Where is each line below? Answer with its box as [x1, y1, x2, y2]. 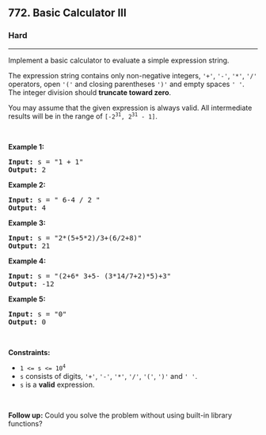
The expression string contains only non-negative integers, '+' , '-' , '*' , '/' [8, 70, 257, 80]
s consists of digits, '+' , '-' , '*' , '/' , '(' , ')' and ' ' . [19, 371, 198, 380]
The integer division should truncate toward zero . [8, 87, 172, 97]
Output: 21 [8, 241, 51, 250]
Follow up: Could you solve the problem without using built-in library [8, 410, 232, 420]
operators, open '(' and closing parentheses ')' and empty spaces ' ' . [8, 79, 245, 89]
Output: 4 [8, 203, 46, 212]
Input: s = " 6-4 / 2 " [8, 195, 101, 204]
